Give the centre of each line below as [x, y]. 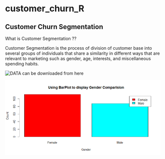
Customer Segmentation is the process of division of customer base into [79, 48]
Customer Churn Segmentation [54, 27]
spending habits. [22, 64]
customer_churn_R [45, 9]
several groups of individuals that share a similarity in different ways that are [82, 53]
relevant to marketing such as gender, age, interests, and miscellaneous [78, 59]
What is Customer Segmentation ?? [41, 38]
